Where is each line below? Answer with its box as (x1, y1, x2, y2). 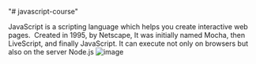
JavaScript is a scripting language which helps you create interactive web (8, 22, 249, 31)
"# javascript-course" (8, 7, 79, 16)
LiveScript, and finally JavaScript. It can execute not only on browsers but (8, 39, 249, 48)
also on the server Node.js (8, 47, 95, 56)
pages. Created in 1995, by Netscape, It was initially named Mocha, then (8, 31, 246, 40)
